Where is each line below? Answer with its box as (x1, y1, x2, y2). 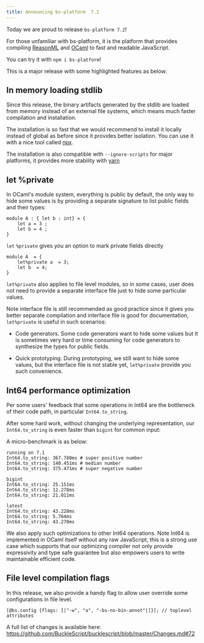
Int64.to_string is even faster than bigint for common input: (6, 426, 161, 434)
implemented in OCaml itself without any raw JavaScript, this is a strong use (6, 536, 197, 543)
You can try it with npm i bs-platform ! (6, 55, 102, 63)
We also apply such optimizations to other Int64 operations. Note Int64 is (6, 530, 190, 537)
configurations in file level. (6, 596, 73, 603)
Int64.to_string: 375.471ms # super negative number (6, 466, 143, 472)
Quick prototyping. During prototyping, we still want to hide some (15, 355, 180, 362)
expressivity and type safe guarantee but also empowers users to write (6, 549, 185, 557)
